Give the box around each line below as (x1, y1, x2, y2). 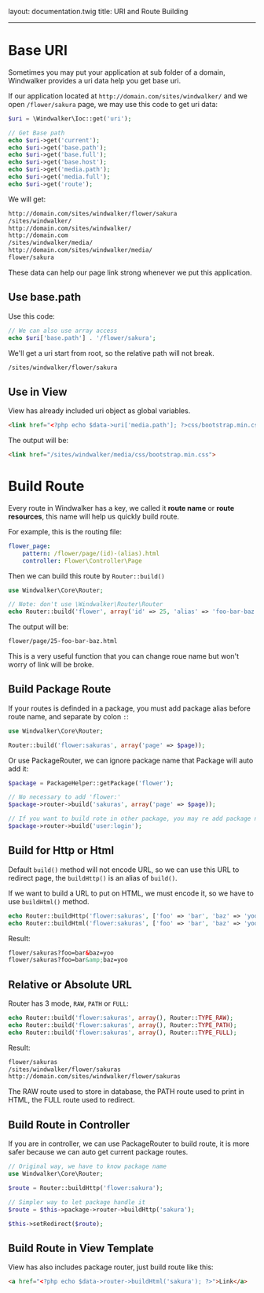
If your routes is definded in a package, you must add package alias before (8, 704, 251, 713)
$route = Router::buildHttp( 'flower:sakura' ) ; (8, 1184, 163, 1191)
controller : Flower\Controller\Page (22, 556, 143, 565)
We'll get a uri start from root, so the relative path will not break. (8, 348, 214, 357)
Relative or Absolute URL (8, 977, 132, 991)
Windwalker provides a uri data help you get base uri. (8, 76, 181, 85)
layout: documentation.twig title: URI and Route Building (8, 7, 189, 16)
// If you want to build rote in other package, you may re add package (8, 815, 251, 823)
